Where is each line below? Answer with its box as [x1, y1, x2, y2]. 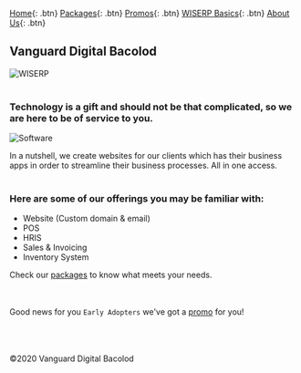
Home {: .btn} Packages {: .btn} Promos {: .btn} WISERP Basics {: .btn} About [9, 8, 290, 18]
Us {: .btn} [9, 17, 47, 28]
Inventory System [22, 252, 89, 263]
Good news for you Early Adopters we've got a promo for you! [9, 306, 244, 317]
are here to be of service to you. [9, 111, 153, 124]
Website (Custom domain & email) [22, 213, 150, 224]
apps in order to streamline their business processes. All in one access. [9, 160, 278, 171]
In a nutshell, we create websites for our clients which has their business [9, 150, 283, 161]
